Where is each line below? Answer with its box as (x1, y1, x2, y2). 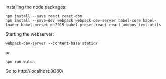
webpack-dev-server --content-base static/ (5, 41, 98, 46)
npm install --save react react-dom (5, 14, 82, 19)
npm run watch (5, 59, 35, 64)
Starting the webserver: (5, 31, 54, 37)
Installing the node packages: (5, 4, 67, 10)
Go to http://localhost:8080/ (5, 68, 64, 74)
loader (5, 22, 19, 27)
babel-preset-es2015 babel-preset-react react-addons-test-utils (21, 22, 161, 27)
